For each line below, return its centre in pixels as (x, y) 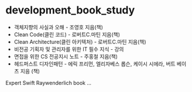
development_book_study (70, 10)
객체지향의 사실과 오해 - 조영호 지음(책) (59, 27)
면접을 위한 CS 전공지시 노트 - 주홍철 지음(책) (66, 56)
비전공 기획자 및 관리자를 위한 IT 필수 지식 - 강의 (69, 49)
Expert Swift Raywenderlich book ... (49, 83)
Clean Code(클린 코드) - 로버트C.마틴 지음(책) (67, 34)
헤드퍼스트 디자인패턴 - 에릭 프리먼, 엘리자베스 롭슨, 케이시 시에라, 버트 (95, 64)
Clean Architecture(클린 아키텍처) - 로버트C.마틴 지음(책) (80, 42)
